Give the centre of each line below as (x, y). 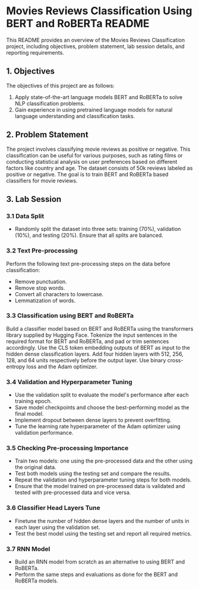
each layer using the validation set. (57, 527)
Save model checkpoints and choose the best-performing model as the (102, 407)
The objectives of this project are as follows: (60, 85)
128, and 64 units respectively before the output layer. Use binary (86, 360)
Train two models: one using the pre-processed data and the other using (104, 461)
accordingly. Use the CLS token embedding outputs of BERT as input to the (98, 347)
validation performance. (44, 433)
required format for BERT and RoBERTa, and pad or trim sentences (88, 341)
